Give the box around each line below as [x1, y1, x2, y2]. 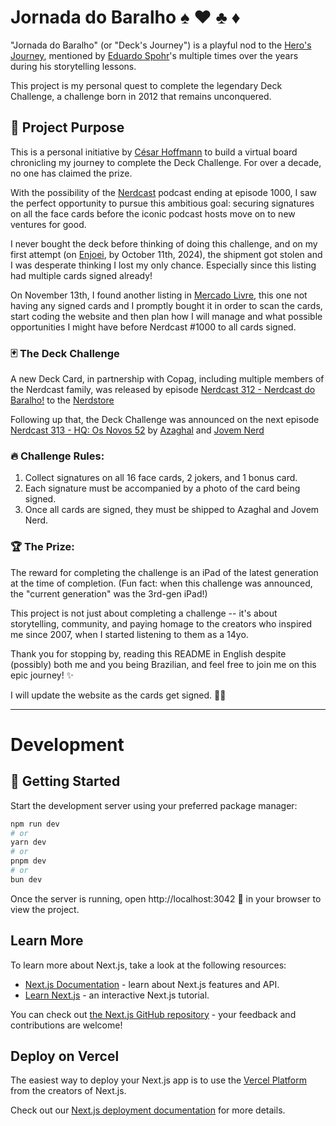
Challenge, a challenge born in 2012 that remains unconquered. [10, 90, 272, 102]
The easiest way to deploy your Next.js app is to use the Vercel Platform [10, 1074, 308, 1086]
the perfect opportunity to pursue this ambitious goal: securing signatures [10, 197, 315, 209]
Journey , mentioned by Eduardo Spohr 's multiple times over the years [10, 49, 299, 61]
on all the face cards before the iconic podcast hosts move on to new [10, 207, 296, 220]
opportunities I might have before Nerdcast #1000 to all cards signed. [10, 321, 297, 333]
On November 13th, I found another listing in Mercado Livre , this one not [10, 289, 308, 301]
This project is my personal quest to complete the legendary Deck [10, 79, 283, 91]
